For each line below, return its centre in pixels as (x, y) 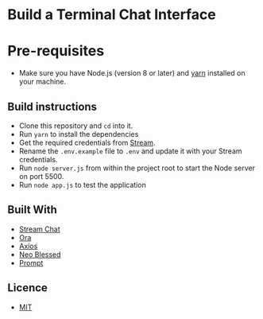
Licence (28, 288)
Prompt (31, 263)
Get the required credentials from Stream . (87, 142)
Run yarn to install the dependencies (79, 134)
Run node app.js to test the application (82, 185)
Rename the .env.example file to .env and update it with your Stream (131, 151)
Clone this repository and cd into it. (76, 126)
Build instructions (52, 106)
